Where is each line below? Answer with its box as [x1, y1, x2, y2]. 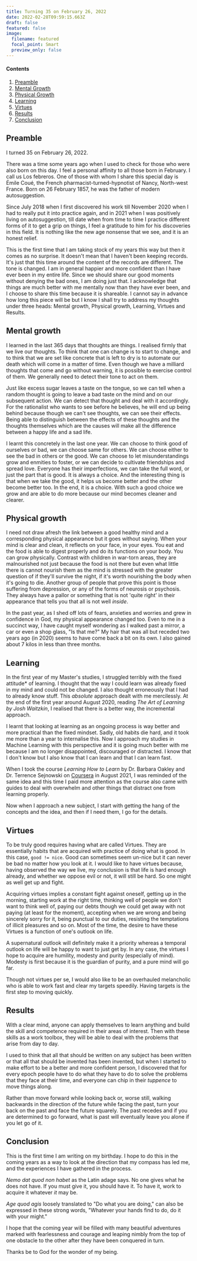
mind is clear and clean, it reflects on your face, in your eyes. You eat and [6, 542, 184, 549]
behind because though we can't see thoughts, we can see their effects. [6, 409, 182, 416]
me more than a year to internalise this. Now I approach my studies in [6, 735, 175, 742]
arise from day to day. [6, 1040, 59, 1047]
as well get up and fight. [6, 879, 65, 886]
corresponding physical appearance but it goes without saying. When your [6, 535, 187, 542]
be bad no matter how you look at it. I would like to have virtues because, [6, 860, 183, 867]
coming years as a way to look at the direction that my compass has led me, [6, 1158, 190, 1165]
